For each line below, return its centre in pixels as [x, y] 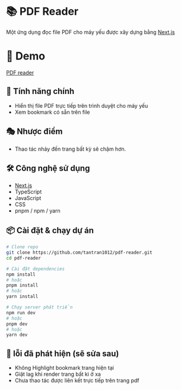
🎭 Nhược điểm [34, 132]
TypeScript [28, 192]
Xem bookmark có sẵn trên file [52, 112]
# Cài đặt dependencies [36, 269]
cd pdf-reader [24, 258]
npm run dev [21, 313]
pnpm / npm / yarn [37, 211]
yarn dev [17, 335]
